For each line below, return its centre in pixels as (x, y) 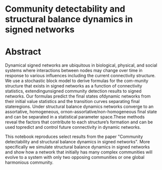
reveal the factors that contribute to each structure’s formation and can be (79, 122)
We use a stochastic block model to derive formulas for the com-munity (77, 81)
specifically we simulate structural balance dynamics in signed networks (78, 147)
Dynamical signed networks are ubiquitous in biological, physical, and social (81, 65)
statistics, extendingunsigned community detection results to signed (73, 91)
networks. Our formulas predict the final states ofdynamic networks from (78, 96)
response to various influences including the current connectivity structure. (81, 76)
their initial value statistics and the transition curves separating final (72, 102)
